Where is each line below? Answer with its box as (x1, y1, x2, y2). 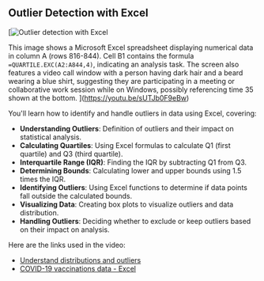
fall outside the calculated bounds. (19, 191, 133, 200)
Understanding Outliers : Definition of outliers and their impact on (19, 123, 235, 133)
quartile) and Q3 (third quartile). (19, 149, 123, 158)
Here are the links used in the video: (8, 240, 126, 249)
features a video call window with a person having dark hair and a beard (8, 67, 243, 78)
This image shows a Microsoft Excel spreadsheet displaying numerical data (8, 43, 254, 52)
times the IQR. (19, 174, 66, 184)
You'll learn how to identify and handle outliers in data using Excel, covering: (8, 108, 257, 118)
